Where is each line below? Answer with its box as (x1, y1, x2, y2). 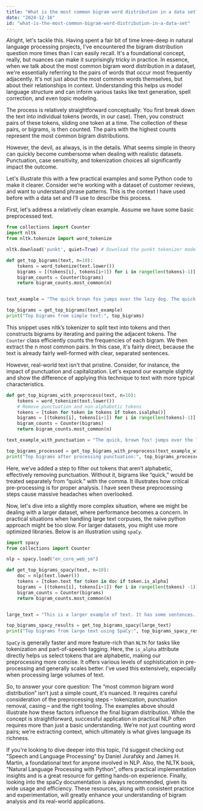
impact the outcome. (6, 163, 58, 170)
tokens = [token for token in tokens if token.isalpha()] (17, 409, 166, 415)
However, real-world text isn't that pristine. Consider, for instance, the (6, 361, 180, 369)
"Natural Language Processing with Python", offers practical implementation (6, 766, 196, 773)
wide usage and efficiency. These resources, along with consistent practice (6, 785, 195, 792)
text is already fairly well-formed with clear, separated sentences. (6, 349, 170, 356)
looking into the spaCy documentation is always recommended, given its (6, 778, 187, 786)
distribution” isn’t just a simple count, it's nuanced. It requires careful (6, 689, 178, 697)
